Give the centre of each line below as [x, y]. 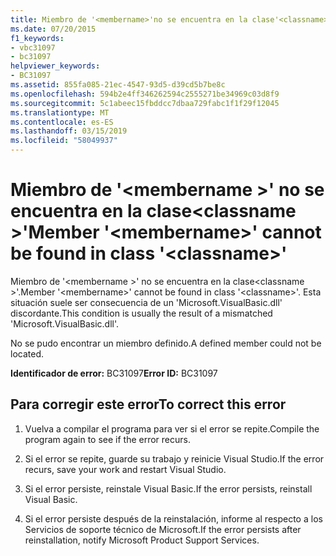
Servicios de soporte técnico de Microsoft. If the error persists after [163, 529]
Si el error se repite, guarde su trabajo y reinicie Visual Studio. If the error [174, 458]
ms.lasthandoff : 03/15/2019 [69, 131]
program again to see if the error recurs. [107, 439]
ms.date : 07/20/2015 [53, 29]
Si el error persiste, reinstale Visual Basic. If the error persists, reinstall [168, 488]
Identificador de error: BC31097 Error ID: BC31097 [114, 373]
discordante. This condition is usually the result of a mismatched [141, 313]
